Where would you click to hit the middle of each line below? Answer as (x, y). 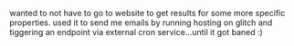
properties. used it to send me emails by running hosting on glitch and (141, 23)
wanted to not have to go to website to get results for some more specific (147, 13)
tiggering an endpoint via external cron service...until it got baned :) (136, 32)
